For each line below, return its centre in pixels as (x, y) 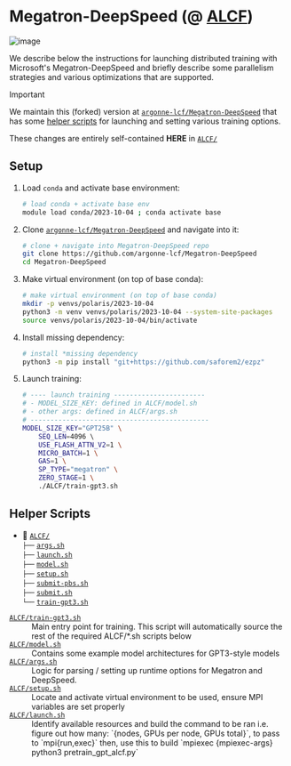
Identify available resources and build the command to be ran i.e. (150, 723)
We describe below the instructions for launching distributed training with (143, 58)
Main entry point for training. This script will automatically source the (157, 626)
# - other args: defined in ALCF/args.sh (99, 412)
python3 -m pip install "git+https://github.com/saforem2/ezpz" (143, 362)
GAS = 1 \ (52, 461)
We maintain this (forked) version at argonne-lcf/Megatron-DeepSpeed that (143, 111)
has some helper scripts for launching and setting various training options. (145, 121)
